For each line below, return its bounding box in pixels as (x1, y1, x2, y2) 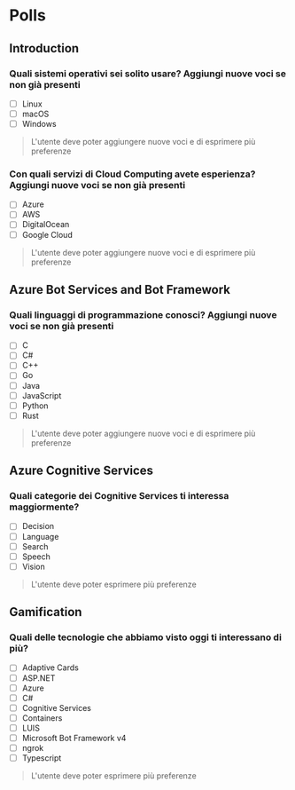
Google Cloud (21, 229, 73, 240)
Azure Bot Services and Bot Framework (9, 282, 230, 297)
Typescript (21, 753, 62, 763)
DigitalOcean (21, 219, 70, 230)
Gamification (9, 604, 82, 620)
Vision (21, 561, 46, 572)
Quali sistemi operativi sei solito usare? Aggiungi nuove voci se (9, 67, 286, 80)
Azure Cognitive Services (9, 463, 153, 478)
